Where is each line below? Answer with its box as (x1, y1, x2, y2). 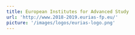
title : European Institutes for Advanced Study (6, 8, 130, 15)
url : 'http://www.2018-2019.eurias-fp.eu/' (6, 14, 119, 20)
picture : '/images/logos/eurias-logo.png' (6, 20, 116, 26)
